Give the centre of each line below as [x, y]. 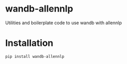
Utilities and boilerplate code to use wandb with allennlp [64, 23]
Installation [29, 43]
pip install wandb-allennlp [35, 56]
